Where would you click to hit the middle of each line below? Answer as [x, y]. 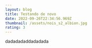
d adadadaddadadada [27, 41]
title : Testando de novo [31, 14]
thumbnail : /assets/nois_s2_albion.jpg [46, 23]
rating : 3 [15, 28]
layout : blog [19, 9]
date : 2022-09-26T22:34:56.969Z [38, 18]
